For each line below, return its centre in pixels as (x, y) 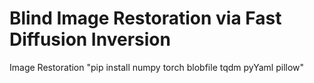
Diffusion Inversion (90, 39)
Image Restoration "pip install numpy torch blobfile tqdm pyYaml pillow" (157, 67)
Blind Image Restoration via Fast (145, 18)
